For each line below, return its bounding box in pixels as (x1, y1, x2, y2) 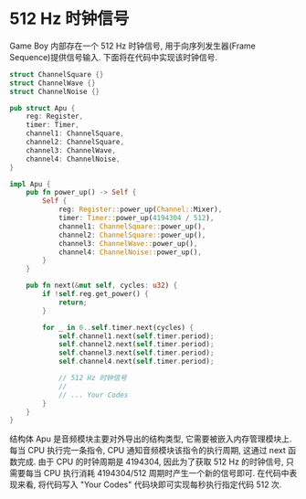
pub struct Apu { (9, 103, 76, 112)
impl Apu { (9, 179, 51, 188)
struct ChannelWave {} (9, 79, 96, 88)
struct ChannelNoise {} (9, 87, 100, 96)
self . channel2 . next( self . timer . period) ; (58, 340, 215, 349)
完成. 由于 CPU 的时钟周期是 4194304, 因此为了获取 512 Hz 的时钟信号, (16, 456, 285, 467)
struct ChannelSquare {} (9, 69, 104, 79)
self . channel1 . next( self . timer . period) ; (58, 331, 215, 341)
